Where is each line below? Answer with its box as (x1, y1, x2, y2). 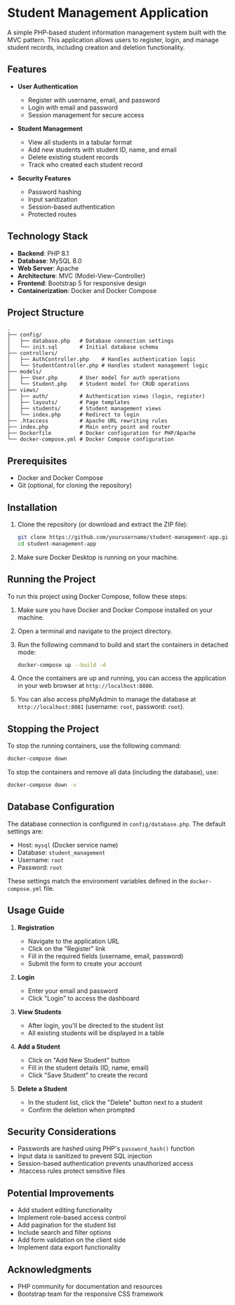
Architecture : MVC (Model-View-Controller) (17, 271, 146, 280)
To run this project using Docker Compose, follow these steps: (7, 592, 188, 600)
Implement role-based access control (17, 1214, 126, 1222)
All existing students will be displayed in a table (27, 1028, 165, 1037)
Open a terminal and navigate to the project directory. (17, 627, 173, 635)
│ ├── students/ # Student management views (7, 405, 161, 413)
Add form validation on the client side (17, 1235, 126, 1245)
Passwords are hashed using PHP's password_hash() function (17, 1144, 195, 1153)
